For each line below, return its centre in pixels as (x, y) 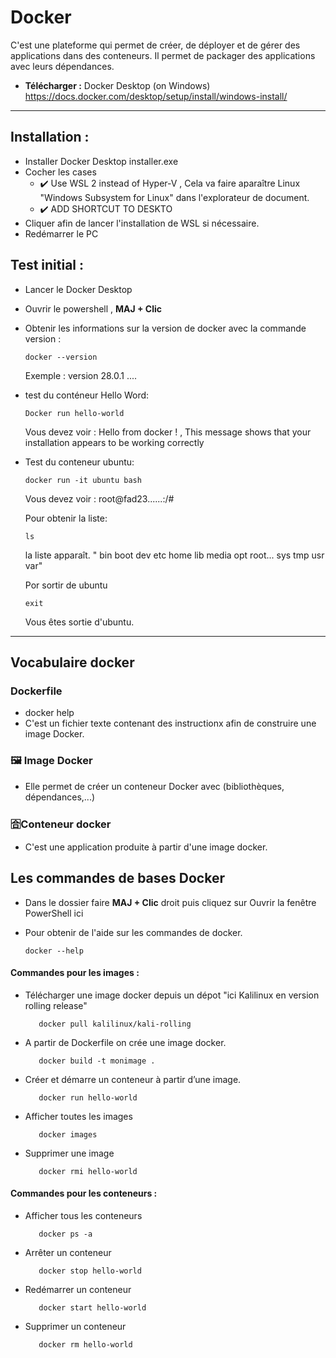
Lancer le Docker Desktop (78, 289)
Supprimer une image (69, 1153)
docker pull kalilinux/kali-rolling (115, 1024)
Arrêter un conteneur (68, 1253)
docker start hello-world (92, 1308)
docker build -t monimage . (97, 1061)
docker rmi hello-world (88, 1171)
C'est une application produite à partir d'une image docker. (146, 847)
